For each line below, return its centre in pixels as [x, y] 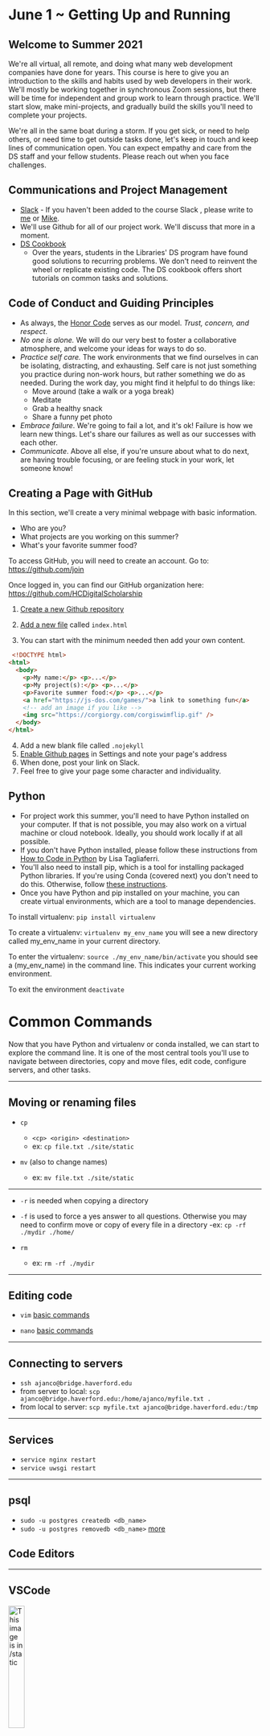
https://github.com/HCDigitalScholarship [76, 594]
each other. [39, 442]
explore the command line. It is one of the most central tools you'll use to [129, 1053]
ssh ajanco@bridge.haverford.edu [76, 1383]
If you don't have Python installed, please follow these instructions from [139, 850]
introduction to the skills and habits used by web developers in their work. [131, 81]
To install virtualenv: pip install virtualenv [82, 917]
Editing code [41, 1296]
